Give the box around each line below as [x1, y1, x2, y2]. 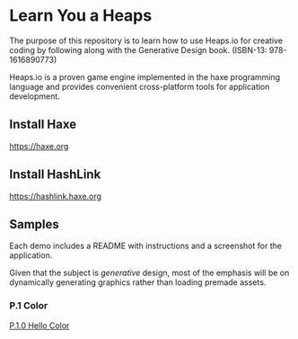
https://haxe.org [9, 140, 69, 151]
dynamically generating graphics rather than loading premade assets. [9, 277, 267, 288]
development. [9, 91, 60, 102]
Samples [9, 217, 60, 232]
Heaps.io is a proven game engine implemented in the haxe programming [9, 71, 281, 82]
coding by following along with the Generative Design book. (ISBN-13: [9, 44, 267, 55]
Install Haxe [9, 117, 77, 132]
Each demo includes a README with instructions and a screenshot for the [9, 240, 283, 252]
